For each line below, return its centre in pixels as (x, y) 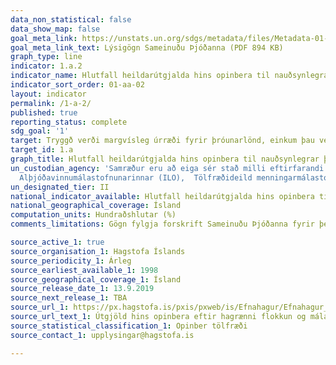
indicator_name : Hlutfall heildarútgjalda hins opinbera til (140, 76)
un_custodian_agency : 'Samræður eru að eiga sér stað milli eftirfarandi (167, 168)
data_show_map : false (55, 29)
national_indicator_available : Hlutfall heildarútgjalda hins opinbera (162, 196)
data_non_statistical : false (71, 19)
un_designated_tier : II (60, 187)
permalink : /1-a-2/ (51, 103)
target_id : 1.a (42, 150)
